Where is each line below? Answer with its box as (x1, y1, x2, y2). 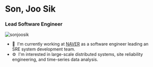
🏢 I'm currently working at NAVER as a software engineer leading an (12, 41, 149, 47)
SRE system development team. (12, 46, 76, 52)
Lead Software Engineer (5, 21, 63, 28)
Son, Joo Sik (5, 3, 56, 15)
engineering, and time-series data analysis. (12, 57, 98, 63)
